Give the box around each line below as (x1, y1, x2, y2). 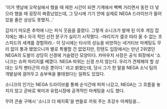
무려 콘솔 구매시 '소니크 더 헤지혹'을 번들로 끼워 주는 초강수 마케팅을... (5, 99, 141, 104)
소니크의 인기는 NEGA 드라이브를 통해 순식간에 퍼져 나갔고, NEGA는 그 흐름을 (5, 82, 156, 87)
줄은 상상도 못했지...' (14, 17, 54, 22)
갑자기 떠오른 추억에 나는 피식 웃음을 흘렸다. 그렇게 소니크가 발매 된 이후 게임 (5, 27, 154, 33)
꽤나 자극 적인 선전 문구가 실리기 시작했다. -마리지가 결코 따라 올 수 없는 (18, 34, 157, 39)
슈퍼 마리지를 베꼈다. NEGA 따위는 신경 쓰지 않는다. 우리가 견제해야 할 (18, 59, 154, 64)
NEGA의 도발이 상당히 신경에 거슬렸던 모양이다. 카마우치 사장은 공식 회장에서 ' (5, 52, 157, 58)
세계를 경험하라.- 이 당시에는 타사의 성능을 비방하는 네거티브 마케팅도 (22, 40, 156, 46)
